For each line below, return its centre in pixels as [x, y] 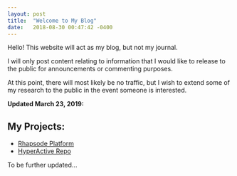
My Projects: [36, 126]
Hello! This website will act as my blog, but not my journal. [93, 48]
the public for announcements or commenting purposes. [90, 69]
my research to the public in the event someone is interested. [97, 90]
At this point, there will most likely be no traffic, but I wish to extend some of [118, 83]
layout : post [27, 14]
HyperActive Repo [44, 151]
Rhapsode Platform [46, 144]
